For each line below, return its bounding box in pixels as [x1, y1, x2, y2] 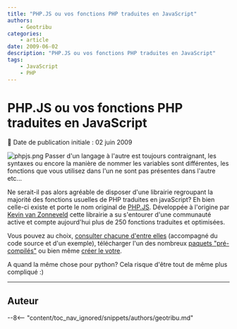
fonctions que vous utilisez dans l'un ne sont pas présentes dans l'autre [7, 167, 217, 175]
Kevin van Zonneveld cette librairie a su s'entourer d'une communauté [7, 210, 212, 219]
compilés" [7, 246, 37, 255]
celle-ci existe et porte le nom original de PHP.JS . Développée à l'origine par [7, 203, 230, 212]
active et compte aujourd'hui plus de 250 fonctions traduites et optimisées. [7, 218, 226, 227]
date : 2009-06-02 [7, 43, 59, 50]
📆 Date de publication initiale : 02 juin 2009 [7, 138, 133, 147]
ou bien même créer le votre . [38, 246, 122, 255]
